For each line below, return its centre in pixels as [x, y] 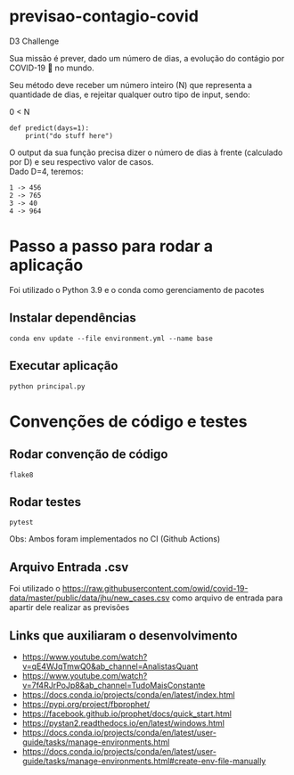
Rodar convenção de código [89, 455]
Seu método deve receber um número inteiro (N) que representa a [131, 85]
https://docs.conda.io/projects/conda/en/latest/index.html [128, 694]
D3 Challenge [34, 41]
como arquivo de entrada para [227, 598]
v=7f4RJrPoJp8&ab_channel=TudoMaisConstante [114, 685]
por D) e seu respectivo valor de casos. [82, 161]
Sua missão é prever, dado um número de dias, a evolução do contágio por [147, 58]
